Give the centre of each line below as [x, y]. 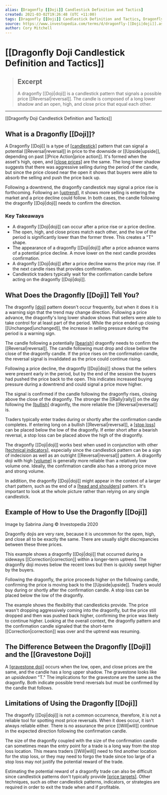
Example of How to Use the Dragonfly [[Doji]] [76, 512]
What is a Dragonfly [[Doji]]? [50, 134]
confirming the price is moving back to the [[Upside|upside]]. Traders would [83, 584]
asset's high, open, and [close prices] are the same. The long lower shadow [83, 161]
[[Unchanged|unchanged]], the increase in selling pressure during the [77, 328]
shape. [19, 243]
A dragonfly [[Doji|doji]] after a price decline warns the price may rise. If [86, 264]
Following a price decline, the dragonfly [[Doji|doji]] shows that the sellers [81, 368]
